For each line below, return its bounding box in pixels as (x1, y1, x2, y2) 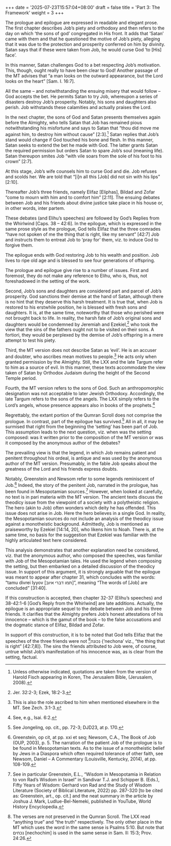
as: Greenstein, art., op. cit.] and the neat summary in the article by (12, 793, 154, 799)
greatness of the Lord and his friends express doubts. (5, 466, 118, 472)
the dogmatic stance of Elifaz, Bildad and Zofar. (5, 621, 105, 628)
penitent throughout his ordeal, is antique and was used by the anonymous (5, 455, 162, 461)
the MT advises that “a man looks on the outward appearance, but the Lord (5, 73, 163, 78)
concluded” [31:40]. (5, 585, 47, 591)
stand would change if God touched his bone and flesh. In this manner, (5, 137, 154, 143)
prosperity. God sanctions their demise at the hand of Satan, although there (5, 293, 164, 299)
